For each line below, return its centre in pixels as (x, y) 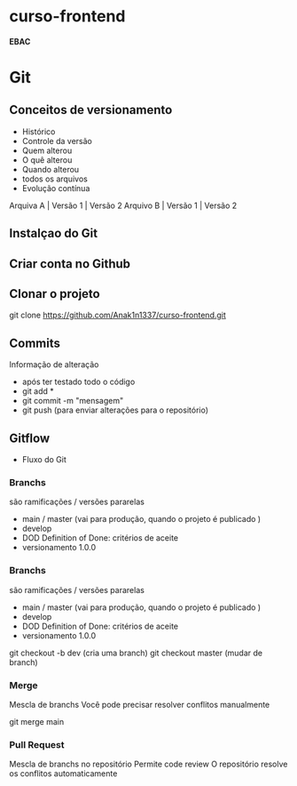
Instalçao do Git (54, 233)
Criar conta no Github (70, 264)
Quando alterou (51, 169)
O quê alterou (47, 160)
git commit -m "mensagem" (73, 401)
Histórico (39, 132)
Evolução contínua (56, 188)
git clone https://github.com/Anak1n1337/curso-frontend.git (117, 315)
